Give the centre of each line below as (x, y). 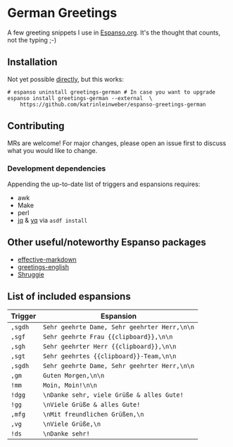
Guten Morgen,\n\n (74, 376)
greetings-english (43, 267)
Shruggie (31, 274)
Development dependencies (57, 169)
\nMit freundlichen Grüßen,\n (93, 415)
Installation (32, 62)
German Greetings (62, 13)
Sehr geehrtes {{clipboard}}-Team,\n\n (109, 356)
